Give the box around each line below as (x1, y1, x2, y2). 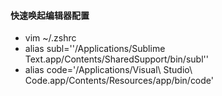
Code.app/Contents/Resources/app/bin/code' (24, 75, 214, 87)
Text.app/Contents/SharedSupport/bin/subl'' (24, 53, 209, 65)
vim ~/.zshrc (24, 32, 77, 44)
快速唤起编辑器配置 (10, 9, 90, 21)
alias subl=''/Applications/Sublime (24, 43, 166, 55)
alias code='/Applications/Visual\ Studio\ (24, 64, 193, 76)
